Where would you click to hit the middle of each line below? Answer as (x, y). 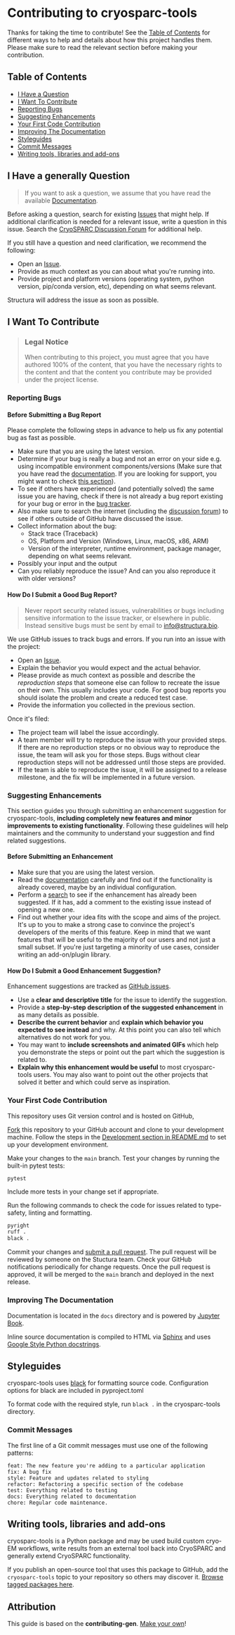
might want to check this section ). (66, 481)
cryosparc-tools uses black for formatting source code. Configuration (108, 1383)
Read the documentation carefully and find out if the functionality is (115, 880)
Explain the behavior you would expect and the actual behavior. (109, 667)
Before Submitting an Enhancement (60, 857)
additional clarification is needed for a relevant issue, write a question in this (117, 221)
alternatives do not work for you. (65, 1037)
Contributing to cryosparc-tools (102, 13)
